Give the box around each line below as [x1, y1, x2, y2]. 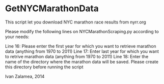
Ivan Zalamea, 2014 [5, 73, 45, 79]
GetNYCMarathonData [5, 3, 99, 14]
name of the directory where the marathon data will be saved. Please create [5, 59, 159, 64]
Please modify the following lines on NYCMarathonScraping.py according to [5, 28, 159, 34]
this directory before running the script [5, 64, 83, 70]
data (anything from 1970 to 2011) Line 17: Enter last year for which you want [5, 48, 159, 54]
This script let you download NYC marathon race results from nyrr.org [5, 19, 146, 25]
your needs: [5, 34, 29, 40]
